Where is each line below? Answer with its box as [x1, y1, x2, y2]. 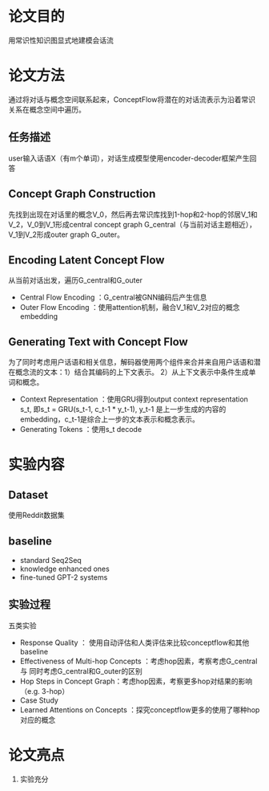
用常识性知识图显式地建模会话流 [8, 35, 114, 45]
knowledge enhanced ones [19, 564, 110, 573]
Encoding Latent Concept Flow [8, 253, 165, 267]
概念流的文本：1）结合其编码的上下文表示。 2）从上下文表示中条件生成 [14, 367, 250, 377]
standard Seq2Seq [19, 555, 82, 565]
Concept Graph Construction [8, 187, 156, 201]
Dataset [8, 487, 49, 502]
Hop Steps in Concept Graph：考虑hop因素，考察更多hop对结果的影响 [19, 676, 253, 686]
